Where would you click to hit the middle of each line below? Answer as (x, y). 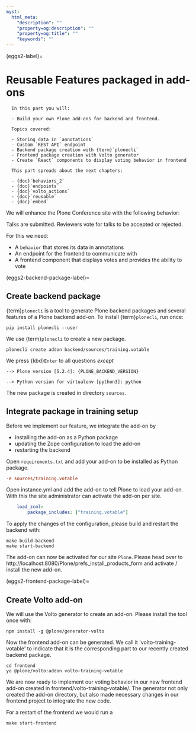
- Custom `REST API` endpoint (49, 145)
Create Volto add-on (44, 600)
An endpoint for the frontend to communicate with (76, 253)
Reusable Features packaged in (85, 80)
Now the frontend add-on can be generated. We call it (72, 642)
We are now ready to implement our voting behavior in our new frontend (94, 682)
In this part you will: (41, 108)
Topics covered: (31, 129)
